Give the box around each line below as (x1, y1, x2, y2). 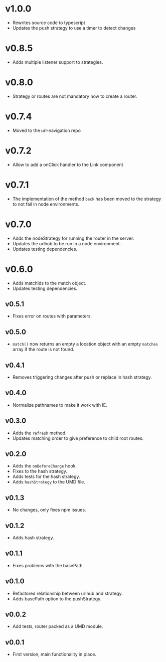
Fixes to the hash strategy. (12, 468, 68, 474)
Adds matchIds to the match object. (12, 280, 87, 286)
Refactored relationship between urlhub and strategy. (12, 590, 123, 596)
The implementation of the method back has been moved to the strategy (12, 196, 161, 202)
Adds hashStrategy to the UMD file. (12, 479, 85, 485)
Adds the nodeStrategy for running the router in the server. (12, 235, 134, 241)
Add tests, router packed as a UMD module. (12, 623, 103, 629)
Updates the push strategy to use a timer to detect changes (12, 25, 136, 31)
